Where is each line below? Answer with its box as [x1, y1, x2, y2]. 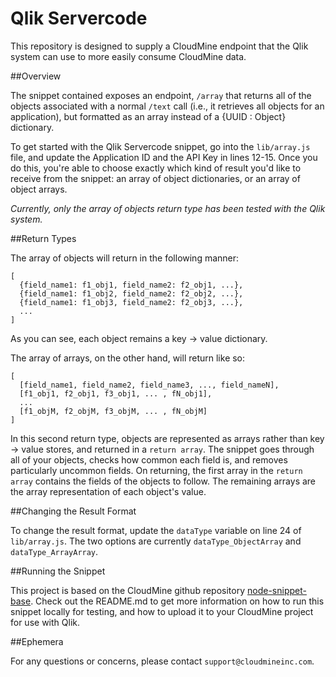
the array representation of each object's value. [10, 485, 207, 497]
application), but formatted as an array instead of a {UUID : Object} [10, 110, 287, 122]
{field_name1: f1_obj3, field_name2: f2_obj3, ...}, [19, 297, 244, 307]
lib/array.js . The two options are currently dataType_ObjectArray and [10, 535, 302, 547]
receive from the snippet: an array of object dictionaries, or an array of [10, 172, 301, 184]
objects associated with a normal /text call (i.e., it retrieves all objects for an [10, 100, 325, 112]
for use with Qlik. [10, 616, 80, 628]
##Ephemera [10, 635, 64, 647]
